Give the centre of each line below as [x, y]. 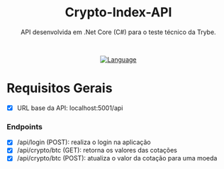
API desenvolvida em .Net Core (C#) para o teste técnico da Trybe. [118, 32]
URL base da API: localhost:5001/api [70, 108]
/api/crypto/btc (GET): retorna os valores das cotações [97, 151]
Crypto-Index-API [118, 12]
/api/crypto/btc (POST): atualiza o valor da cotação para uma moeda [117, 158]
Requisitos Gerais [60, 88]
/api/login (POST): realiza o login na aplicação [84, 142]
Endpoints [25, 126]
